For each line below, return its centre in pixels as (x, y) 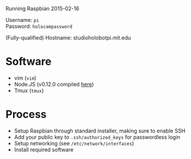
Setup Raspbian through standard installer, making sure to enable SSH (100, 131)
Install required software (44, 150)
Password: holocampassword (39, 26)
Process (26, 114)
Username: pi (22, 20)
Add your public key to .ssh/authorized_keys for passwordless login (97, 137)
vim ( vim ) (25, 78)
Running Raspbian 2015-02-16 (42, 9)
